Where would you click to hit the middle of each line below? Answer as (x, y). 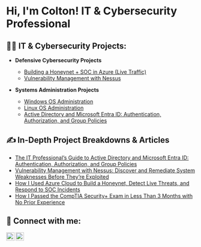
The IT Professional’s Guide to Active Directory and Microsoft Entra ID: (102, 158)
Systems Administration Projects (57, 90)
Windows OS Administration (58, 101)
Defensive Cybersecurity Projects (58, 60)
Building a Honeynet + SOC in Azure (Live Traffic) (85, 72)
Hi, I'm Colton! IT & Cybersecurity (91, 11)
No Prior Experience (40, 202)
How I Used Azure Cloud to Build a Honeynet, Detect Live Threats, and (102, 183)
